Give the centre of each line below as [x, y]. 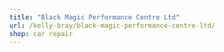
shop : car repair [41, 33]
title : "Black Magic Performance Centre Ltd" [94, 17]
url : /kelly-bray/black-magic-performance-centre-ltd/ [112, 26]
